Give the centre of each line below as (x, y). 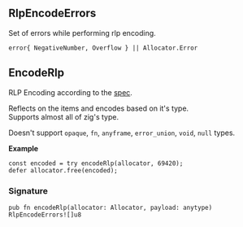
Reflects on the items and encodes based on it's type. (99, 108)
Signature (28, 190)
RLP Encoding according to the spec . (70, 92)
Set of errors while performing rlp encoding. (82, 33)
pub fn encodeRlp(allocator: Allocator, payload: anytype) (111, 207)
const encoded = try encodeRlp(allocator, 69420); (96, 163)
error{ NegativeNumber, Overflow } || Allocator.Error (103, 48)
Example (24, 148)
